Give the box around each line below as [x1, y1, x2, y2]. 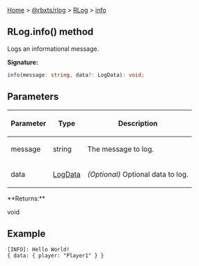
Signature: [7, 58, 38, 66]
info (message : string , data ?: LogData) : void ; [7, 71, 145, 79]
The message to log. [87, 144, 154, 154]
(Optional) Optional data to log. [87, 169, 189, 179]
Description [118, 118, 158, 128]
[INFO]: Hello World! [7, 247, 70, 253]
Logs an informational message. [7, 45, 99, 53]
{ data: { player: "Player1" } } [7, 252, 104, 260]
